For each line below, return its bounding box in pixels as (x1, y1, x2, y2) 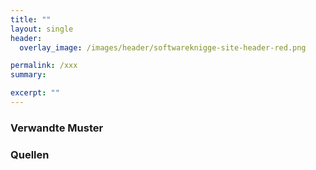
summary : (10, 70, 47, 80)
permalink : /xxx (10, 61, 78, 71)
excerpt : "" (10, 88, 60, 98)
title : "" (10, 14, 52, 25)
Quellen (10, 147, 50, 161)
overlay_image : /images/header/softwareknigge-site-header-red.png (19, 42, 307, 53)
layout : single (10, 24, 74, 34)
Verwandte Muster (10, 121, 104, 135)
